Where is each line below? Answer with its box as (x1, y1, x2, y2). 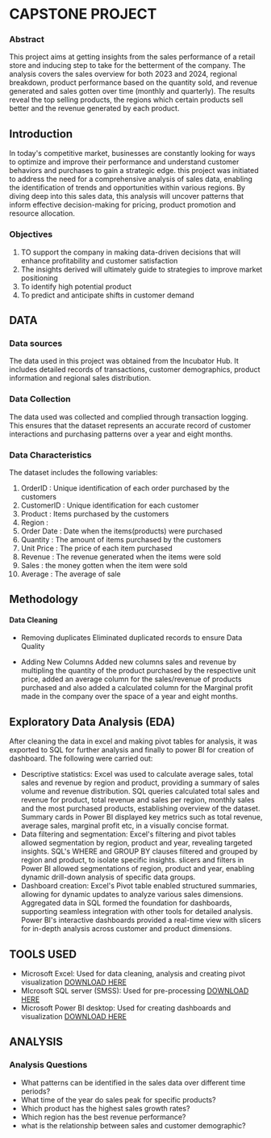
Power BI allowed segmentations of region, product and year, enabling (20, 864, 255, 874)
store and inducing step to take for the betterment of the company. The (9, 61, 246, 70)
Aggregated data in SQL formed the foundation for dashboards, (20, 898, 232, 908)
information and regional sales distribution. (9, 373, 152, 383)
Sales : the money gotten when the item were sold (20, 560, 188, 570)
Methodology (9, 592, 79, 606)
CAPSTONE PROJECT (9, 5, 157, 23)
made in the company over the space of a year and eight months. (20, 692, 239, 702)
